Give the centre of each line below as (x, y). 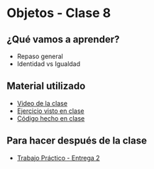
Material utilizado (46, 86)
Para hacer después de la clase (77, 141)
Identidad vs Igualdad (49, 64)
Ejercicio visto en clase (50, 111)
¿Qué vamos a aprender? (63, 39)
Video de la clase (42, 103)
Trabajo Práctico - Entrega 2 (58, 158)
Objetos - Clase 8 (59, 13)
